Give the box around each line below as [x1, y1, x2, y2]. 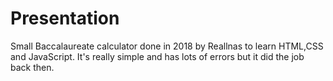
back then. [10, 61, 55, 73]
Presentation [10, 7, 120, 30]
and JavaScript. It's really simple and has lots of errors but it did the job [10, 50, 305, 62]
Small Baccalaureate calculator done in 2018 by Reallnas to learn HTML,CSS [10, 40, 324, 52]
